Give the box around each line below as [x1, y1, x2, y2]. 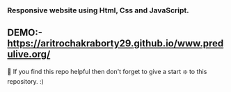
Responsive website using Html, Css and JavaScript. [7, 6, 189, 15]
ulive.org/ [7, 48, 51, 60]
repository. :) [7, 77, 44, 85]
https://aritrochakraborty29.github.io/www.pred [7, 37, 224, 50]
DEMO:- [7, 27, 43, 39]
